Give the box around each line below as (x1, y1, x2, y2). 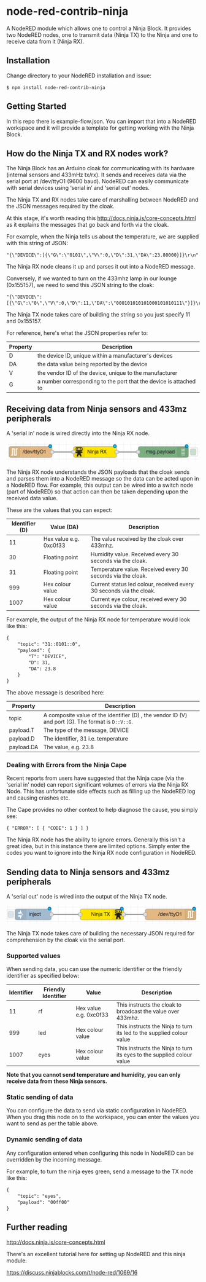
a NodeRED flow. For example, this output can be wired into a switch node (6, 481, 194, 489)
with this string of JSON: (6, 240, 69, 247)
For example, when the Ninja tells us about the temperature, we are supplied (6, 233, 199, 240)
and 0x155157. (6, 318, 42, 325)
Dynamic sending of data (6, 1135, 83, 1144)
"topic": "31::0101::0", (17, 641, 81, 647)
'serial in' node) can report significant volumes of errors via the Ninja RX (6, 781, 189, 788)
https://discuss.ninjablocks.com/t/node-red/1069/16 (6, 1268, 138, 1276)
